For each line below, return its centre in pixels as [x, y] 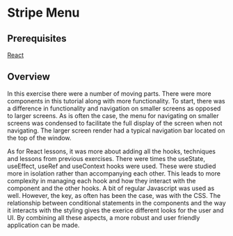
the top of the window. [39, 137]
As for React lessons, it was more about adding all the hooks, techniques [111, 151]
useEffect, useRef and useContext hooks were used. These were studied [112, 166]
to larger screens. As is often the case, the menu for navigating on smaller [113, 115]
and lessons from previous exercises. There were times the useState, [106, 158]
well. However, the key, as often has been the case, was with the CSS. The [114, 195]
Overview [29, 77]
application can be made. [43, 225]
